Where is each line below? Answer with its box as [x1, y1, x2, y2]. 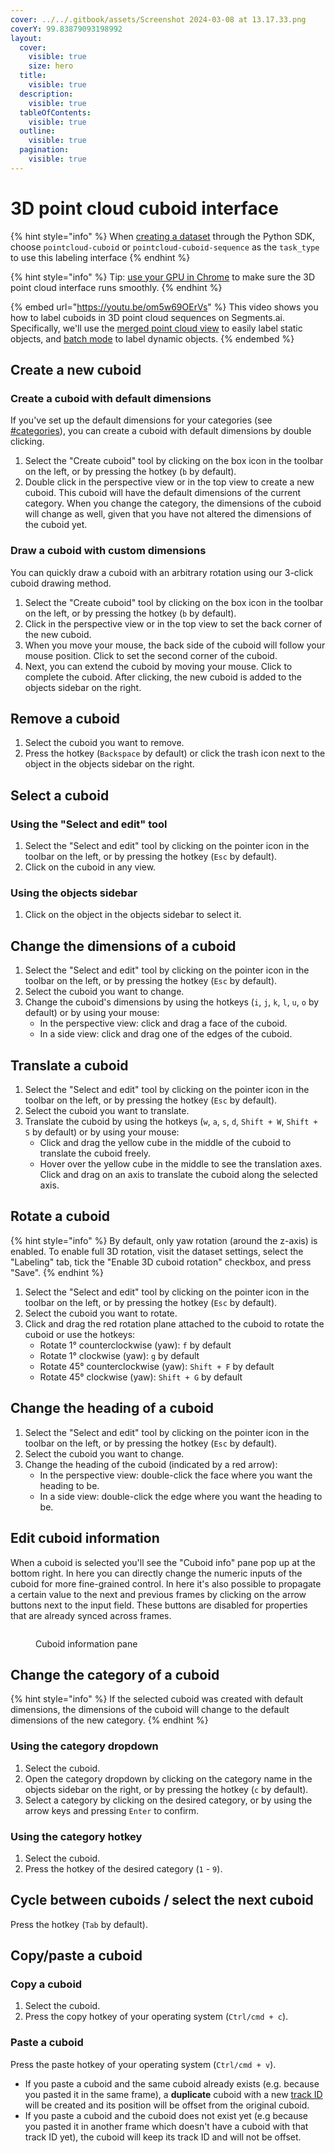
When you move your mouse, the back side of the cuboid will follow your [24, 639, 326, 651]
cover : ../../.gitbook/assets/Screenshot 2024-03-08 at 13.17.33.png [10, 14, 307, 25]
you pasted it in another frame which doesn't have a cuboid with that [24, 2120, 309, 2132]
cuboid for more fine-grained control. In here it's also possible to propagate [10, 1577, 322, 1590]
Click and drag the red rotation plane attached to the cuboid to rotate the [24, 1317, 325, 1330]
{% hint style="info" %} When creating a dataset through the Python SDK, [10, 230, 315, 242]
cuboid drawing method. [10, 577, 112, 589]
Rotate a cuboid [10, 1208, 111, 1225]
